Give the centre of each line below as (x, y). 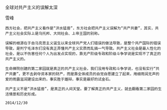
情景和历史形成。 (24, 94)
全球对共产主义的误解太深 (31, 7)
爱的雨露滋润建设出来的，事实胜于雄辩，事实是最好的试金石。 (59, 79)
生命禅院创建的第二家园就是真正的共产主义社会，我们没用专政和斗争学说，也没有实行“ (81, 69)
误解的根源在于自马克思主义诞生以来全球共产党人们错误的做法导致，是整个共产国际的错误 (83, 43)
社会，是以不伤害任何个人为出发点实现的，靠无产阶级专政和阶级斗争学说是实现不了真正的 (83, 54)
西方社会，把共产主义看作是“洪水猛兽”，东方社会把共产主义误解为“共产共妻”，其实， (80, 28)
